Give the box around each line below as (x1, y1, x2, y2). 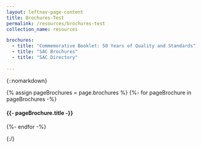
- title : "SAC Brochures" (12, 49, 78, 55)
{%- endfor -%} (6, 123, 47, 130)
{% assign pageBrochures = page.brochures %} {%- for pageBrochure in (6, 88, 192, 96)
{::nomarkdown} (6, 77, 48, 84)
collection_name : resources (6, 26, 78, 33)
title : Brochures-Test (6, 15, 64, 21)
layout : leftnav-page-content (6, 9, 84, 15)
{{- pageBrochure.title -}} (6, 109, 74, 117)
